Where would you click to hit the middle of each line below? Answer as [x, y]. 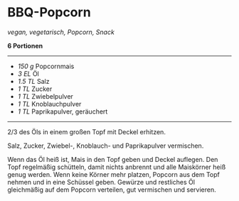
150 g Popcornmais [46, 66]
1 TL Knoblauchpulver [49, 104]
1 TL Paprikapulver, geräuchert [63, 112]
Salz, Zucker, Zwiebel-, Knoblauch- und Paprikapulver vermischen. [106, 146]
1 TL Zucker [35, 89]
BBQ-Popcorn [49, 12]
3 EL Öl [28, 74]
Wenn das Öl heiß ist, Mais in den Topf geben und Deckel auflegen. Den [113, 159]
